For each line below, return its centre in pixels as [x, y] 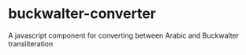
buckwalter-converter [82, 14]
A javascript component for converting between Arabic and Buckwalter [123, 35]
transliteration [31, 43]
